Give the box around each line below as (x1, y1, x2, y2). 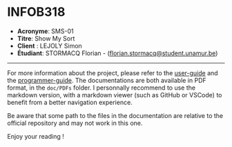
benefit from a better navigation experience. (7, 98, 133, 106)
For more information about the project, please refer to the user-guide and (7, 68, 219, 77)
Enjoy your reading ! (7, 132, 64, 140)
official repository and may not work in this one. (7, 119, 143, 127)
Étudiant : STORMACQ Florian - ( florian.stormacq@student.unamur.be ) (17, 49, 218, 57)
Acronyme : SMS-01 (17, 27, 74, 35)
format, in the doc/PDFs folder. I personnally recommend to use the (7, 84, 195, 92)
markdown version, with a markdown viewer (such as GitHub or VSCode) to (7, 90, 222, 99)
